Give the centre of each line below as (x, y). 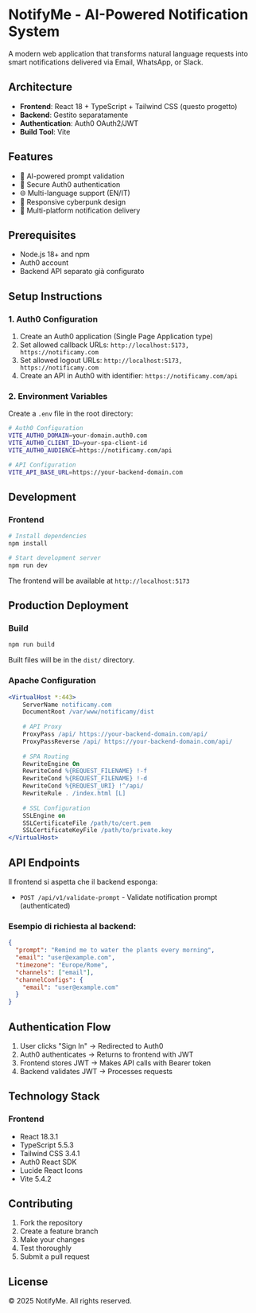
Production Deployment (68, 606)
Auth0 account (44, 263)
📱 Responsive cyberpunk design (72, 201)
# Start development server (55, 558)
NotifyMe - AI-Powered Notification (128, 15)
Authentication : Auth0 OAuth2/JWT (79, 123)
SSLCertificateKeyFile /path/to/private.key (97, 830)
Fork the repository (51, 1223)
